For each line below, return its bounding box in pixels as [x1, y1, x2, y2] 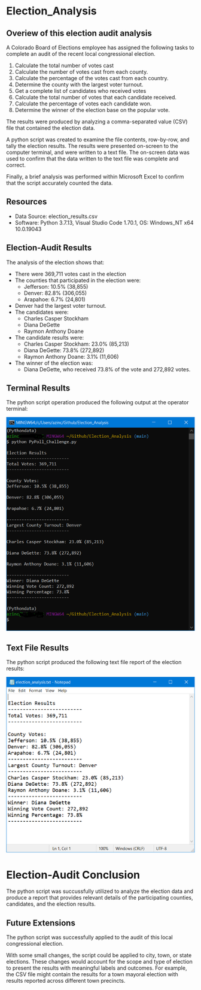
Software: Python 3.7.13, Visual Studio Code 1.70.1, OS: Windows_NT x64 [14, 219, 194, 226]
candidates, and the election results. [6, 900, 96, 908]
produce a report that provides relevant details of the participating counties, [6, 894, 193, 901]
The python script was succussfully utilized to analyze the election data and [6, 888, 193, 895]
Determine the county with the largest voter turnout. [14, 81, 144, 88]
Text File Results [6, 643, 69, 653]
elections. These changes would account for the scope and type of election [6, 958, 193, 965]
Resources [6, 196, 47, 207]
